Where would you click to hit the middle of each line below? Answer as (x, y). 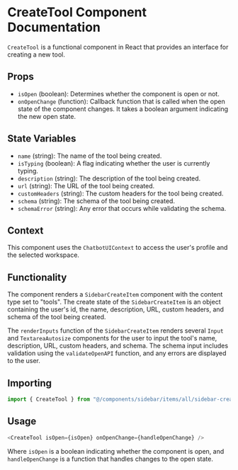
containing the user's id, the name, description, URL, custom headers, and (116, 309)
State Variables (42, 139)
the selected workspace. (44, 255)
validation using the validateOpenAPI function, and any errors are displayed (117, 353)
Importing (29, 383)
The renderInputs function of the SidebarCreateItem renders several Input (115, 331)
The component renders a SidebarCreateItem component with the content (115, 294)
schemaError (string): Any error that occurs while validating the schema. (122, 208)
